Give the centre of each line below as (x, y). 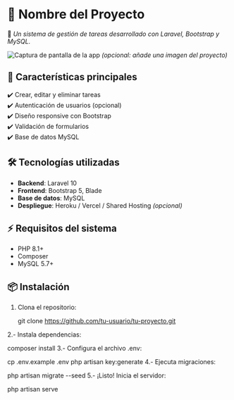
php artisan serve (33, 389)
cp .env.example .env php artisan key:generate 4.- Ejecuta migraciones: (112, 362)
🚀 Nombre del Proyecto (76, 14)
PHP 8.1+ (31, 249)
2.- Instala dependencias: (44, 335)
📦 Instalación (38, 287)
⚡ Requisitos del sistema (62, 228)
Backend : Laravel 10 (47, 183)
